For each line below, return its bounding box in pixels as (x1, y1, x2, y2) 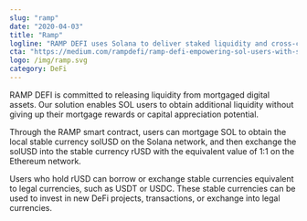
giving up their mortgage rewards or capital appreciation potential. (9, 109, 259, 120)
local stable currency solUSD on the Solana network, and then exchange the (9, 136, 297, 147)
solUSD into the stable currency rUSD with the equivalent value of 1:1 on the (9, 145, 295, 156)
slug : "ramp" (9, 13, 59, 23)
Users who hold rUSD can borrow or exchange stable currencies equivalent (9, 173, 294, 184)
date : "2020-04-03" (9, 22, 84, 31)
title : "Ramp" (9, 30, 64, 39)
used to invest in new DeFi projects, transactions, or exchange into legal (9, 193, 281, 204)
